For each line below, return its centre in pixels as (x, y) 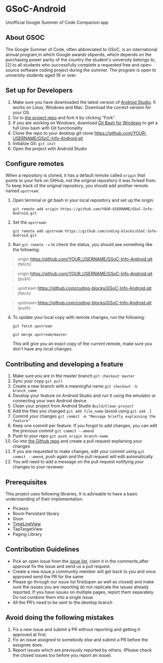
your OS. (21, 112)
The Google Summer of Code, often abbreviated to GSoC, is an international (81, 49)
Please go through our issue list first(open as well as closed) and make (83, 581)
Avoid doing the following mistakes (60, 618)
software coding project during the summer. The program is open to (89, 70)
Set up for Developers (39, 91)
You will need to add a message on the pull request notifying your (78, 462)
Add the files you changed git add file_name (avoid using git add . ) (82, 411)
